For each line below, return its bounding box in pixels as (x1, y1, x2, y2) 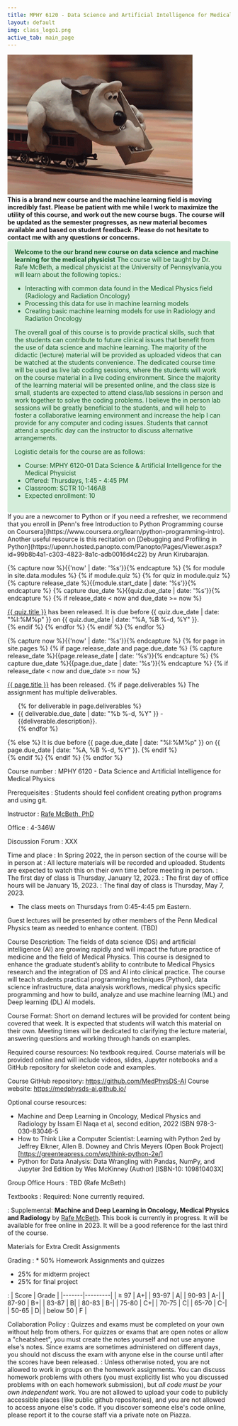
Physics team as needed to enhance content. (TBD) (7, 924, 158, 932)
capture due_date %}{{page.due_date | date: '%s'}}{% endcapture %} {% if (7, 659, 229, 668)
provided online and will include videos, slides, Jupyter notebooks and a (7, 1055, 218, 1065)
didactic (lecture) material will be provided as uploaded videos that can (14, 351, 222, 359)
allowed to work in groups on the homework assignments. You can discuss (7, 1366, 226, 1374)
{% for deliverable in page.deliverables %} (17, 702, 142, 710)
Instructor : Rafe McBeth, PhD (7, 810, 94, 818)
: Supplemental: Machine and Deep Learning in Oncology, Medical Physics (7, 1206, 229, 1214)
